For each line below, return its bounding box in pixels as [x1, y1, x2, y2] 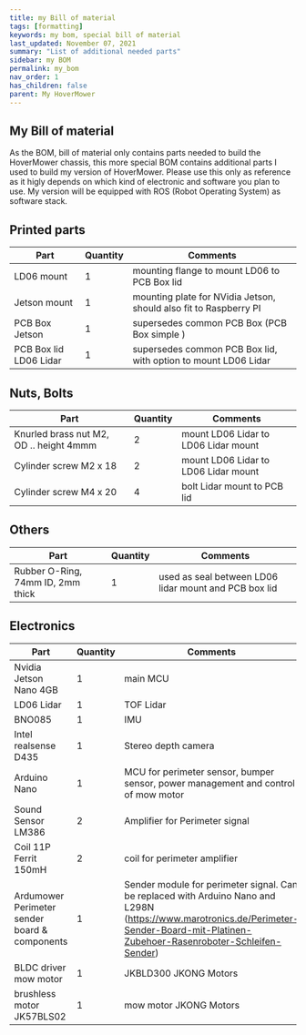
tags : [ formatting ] [9, 22, 84, 31]
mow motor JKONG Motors [124, 999, 240, 1011]
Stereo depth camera [124, 739, 215, 752]
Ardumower [14, 889, 65, 902]
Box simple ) [132, 329, 186, 341]
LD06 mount [14, 270, 68, 283]
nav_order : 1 [9, 73, 59, 82]
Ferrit [14, 852, 37, 865]
